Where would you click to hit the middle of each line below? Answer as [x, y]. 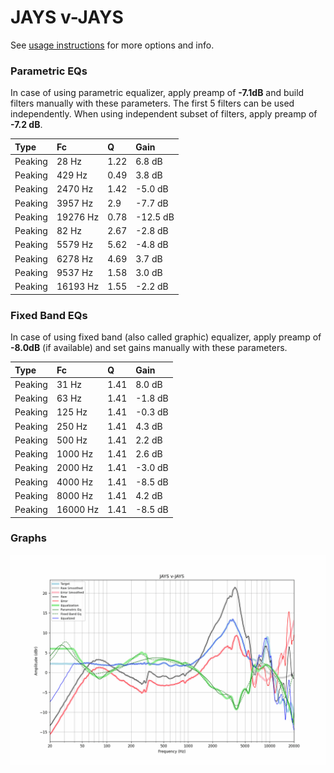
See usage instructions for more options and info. [112, 45]
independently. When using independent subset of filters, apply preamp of [164, 114]
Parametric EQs [49, 71]
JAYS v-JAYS [67, 17]
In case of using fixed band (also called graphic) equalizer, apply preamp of [166, 337]
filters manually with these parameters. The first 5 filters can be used [152, 103]
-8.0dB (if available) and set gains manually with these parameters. [149, 348]
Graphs [28, 538]
